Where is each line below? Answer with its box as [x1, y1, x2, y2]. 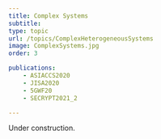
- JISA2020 [23, 78, 60, 87]
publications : [8, 64, 57, 73]
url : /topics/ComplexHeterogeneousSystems [8, 34, 154, 43]
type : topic [8, 27, 49, 35]
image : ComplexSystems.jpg [8, 42, 100, 50]
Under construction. [8, 123, 75, 133]
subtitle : [8, 19, 42, 27]
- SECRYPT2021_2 [23, 94, 78, 102]
